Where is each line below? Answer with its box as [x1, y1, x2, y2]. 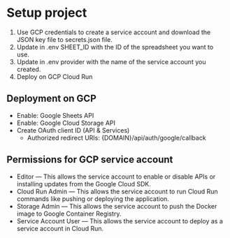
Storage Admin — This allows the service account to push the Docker [16, 202, 217, 210]
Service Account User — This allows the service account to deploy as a [16, 216, 223, 225]
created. [16, 65, 41, 73]
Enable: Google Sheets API [16, 111, 94, 119]
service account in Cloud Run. [16, 224, 104, 232]
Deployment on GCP [6, 93, 96, 105]
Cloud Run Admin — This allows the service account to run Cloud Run [16, 187, 218, 195]
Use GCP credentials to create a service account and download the [16, 28, 211, 36]
